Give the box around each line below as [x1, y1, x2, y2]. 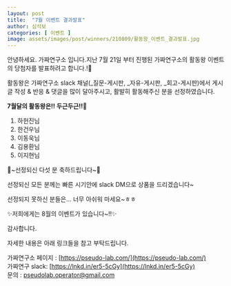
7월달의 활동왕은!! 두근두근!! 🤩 [7, 102, 88, 110]
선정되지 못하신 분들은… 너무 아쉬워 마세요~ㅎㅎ [7, 195, 137, 203]
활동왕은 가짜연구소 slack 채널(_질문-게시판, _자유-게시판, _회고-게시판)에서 [7, 79, 211, 87]
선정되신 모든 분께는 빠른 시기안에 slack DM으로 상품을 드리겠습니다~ [7, 181, 194, 189]
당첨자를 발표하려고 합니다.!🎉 [14, 64, 92, 72]
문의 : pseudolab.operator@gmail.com [7, 271, 115, 279]
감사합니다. [7, 225, 37, 233]
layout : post [7, 10, 45, 17]
